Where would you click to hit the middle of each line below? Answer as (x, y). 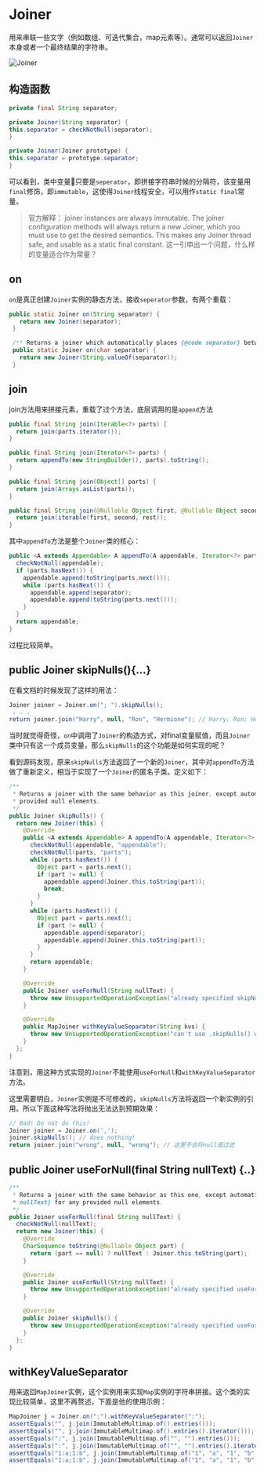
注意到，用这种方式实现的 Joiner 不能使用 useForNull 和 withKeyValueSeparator (132, 1072)
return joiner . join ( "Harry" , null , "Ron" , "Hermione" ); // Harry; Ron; (128, 720)
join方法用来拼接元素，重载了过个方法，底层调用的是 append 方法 (111, 409)
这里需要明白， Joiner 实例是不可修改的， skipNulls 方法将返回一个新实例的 (128, 1098)
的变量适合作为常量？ (62, 254)
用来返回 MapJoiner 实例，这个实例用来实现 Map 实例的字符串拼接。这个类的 (126, 1392)
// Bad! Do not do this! (49, 1123)
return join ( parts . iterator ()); (69, 431)
